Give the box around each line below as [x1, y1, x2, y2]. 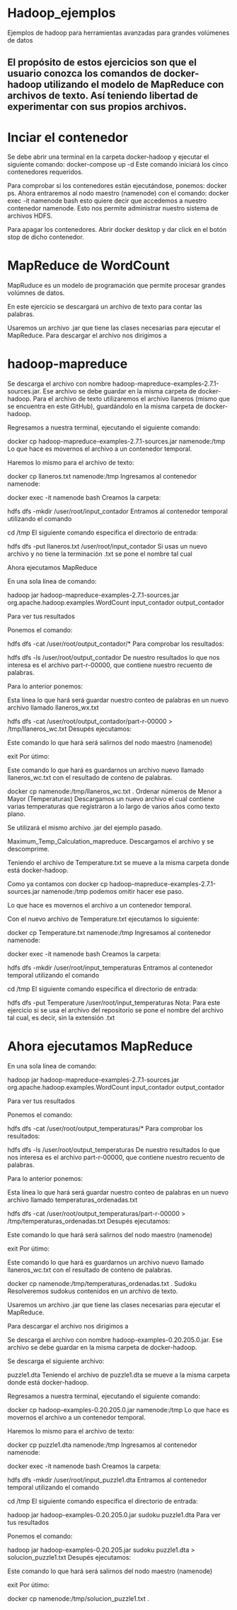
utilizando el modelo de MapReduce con [43, 79, 224, 91]
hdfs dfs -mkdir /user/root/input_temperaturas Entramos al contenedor [7, 963, 214, 972]
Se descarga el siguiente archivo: [7, 1357, 105, 1365]
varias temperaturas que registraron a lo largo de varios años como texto [7, 803, 221, 811]
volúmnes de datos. [7, 289, 65, 297]
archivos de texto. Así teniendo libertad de [7, 90, 198, 102]
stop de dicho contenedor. [7, 233, 85, 242]
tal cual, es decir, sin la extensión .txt [7, 1014, 115, 1022]
